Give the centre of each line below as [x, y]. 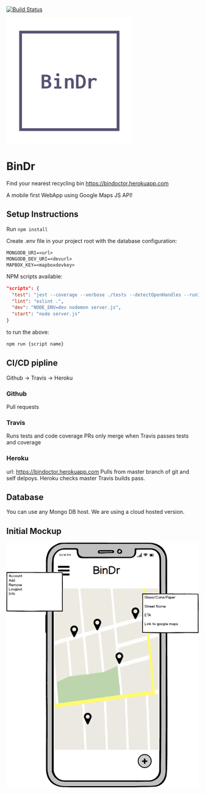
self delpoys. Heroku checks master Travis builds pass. [76, 478]
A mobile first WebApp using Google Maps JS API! [70, 195]
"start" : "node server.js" [46, 314]
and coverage [24, 442]
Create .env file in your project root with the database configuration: [92, 240]
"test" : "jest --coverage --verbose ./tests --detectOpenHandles [97, 295]
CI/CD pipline [32, 363]
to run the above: [28, 332]
